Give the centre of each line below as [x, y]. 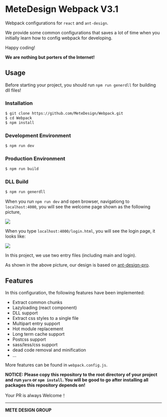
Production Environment [35, 158]
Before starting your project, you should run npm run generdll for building [81, 85]
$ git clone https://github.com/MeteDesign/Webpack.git [64, 114]
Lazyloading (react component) [44, 308]
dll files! [13, 90]
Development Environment [38, 136]
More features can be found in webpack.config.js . [56, 365]
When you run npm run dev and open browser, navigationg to [67, 202]
